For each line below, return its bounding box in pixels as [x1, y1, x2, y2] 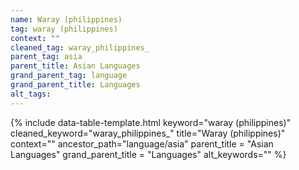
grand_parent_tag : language [10, 71, 128, 81]
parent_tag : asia [10, 52, 83, 62]
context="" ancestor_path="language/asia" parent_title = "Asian [10, 137, 274, 150]
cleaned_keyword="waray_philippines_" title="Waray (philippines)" [10, 127, 286, 139]
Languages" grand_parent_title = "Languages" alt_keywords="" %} [10, 148, 287, 160]
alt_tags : [10, 89, 52, 99]
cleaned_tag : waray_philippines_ [10, 42, 150, 53]
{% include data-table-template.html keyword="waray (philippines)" [10, 116, 292, 128]
